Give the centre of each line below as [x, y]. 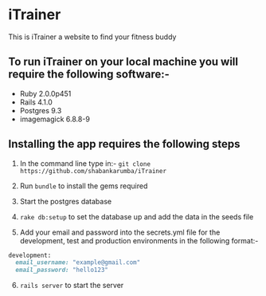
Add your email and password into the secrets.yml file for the [120, 232]
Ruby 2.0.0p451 [45, 93]
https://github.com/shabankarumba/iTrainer [93, 171]
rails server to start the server [72, 286]
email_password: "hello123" [62, 270]
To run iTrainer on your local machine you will [123, 62]
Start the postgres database [66, 201]
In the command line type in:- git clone [85, 163]
